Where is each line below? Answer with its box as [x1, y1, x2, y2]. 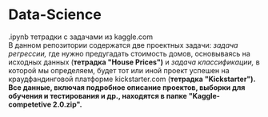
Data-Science [8, 6, 102, 24]
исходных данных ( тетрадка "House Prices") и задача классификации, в [8, 57, 260, 67]
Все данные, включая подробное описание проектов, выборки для [8, 82, 246, 92]
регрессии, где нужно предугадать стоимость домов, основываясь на [8, 49, 250, 58]
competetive [8, 99, 52, 109]
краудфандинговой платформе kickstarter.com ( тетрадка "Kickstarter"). [8, 74, 256, 84]
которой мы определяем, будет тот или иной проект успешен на [8, 65, 230, 75]
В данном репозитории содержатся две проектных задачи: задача [8, 40, 238, 49]
